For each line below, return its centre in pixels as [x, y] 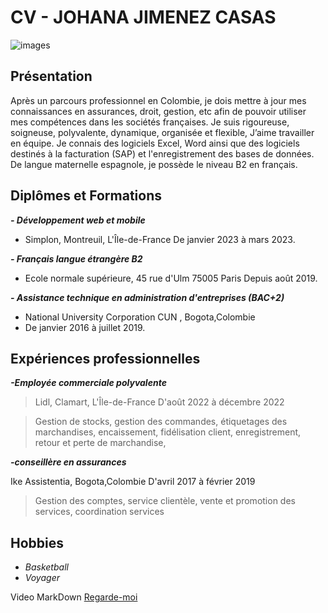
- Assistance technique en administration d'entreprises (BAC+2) [147, 297]
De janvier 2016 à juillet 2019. [85, 327]
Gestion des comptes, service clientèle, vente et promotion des [165, 501]
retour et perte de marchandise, [100, 443]
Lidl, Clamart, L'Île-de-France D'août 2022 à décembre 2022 [159, 402]
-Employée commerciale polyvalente [88, 383]
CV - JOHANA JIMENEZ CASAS [143, 17]
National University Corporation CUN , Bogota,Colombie [140, 317]
